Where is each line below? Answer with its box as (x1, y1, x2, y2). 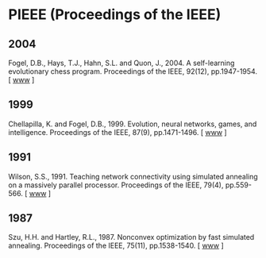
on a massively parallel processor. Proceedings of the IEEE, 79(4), (8, 180, 224, 190)
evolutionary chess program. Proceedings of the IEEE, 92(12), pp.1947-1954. (8, 67, 258, 76)
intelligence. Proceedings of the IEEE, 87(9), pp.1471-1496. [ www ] (8, 127, 228, 137)
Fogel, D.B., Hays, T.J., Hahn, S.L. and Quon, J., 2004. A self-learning (8, 58, 235, 67)
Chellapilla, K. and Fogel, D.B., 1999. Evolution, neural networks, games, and (8, 119, 257, 129)
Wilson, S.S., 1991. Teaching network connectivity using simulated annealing (8, 171, 258, 181)
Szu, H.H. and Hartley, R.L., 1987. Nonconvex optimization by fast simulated (8, 233, 255, 242)
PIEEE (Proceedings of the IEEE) (8, 6, 222, 24)
